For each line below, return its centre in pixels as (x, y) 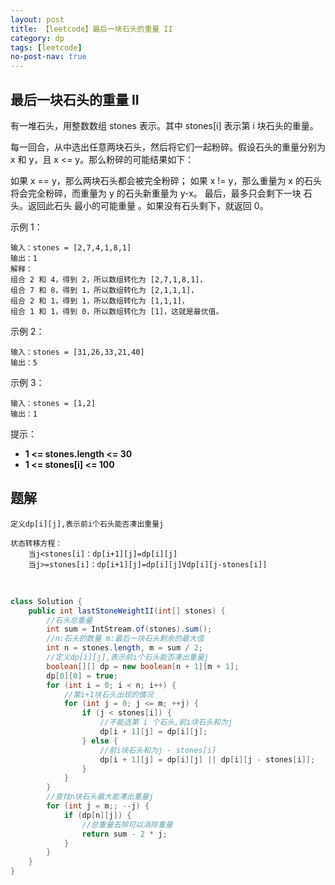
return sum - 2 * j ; (124, 834)
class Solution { (46, 601)
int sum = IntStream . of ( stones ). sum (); (129, 629)
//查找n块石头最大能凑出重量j (100, 797)
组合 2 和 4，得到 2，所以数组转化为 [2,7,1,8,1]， (109, 279)
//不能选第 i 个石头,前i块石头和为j (166, 722)
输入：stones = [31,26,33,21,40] (77, 352)
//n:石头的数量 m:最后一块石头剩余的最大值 (125, 639)
